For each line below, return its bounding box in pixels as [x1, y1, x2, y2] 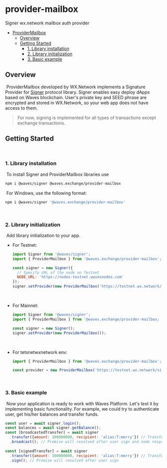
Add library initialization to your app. [6, 232, 81, 238]
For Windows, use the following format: [6, 190, 87, 196]
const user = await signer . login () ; [5, 421, 81, 426]
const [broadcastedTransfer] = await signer [5, 430, 99, 435]
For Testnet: [12, 242, 37, 248]
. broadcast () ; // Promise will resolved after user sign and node [9, 440, 150, 445]
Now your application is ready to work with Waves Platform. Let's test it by [6, 400, 159, 407]
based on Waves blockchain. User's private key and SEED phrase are [5, 94, 147, 100]
